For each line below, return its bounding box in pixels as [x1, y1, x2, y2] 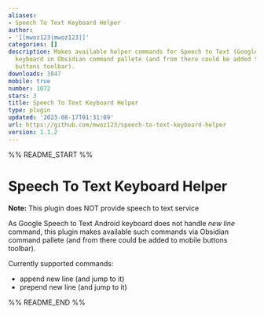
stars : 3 [8, 92, 37, 100]
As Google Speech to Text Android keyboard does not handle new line [8, 218, 236, 228]
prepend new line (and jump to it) [19, 282, 127, 291]
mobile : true [8, 77, 51, 85]
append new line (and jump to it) [19, 274, 125, 283]
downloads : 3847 [8, 70, 61, 78]
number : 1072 [8, 84, 51, 93]
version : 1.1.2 [8, 128, 58, 136]
